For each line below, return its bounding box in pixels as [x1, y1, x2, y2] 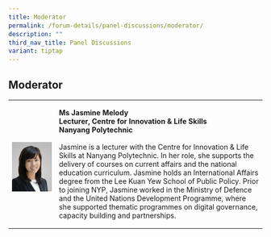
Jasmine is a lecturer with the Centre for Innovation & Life [59, 142, 249, 152]
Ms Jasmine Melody [59, 107, 129, 117]
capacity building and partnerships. [59, 210, 177, 220]
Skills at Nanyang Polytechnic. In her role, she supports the [59, 150, 254, 160]
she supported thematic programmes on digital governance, [59, 202, 258, 211]
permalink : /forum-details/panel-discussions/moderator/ [8, 21, 204, 30]
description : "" [8, 30, 63, 38]
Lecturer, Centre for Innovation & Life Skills [59, 116, 207, 126]
